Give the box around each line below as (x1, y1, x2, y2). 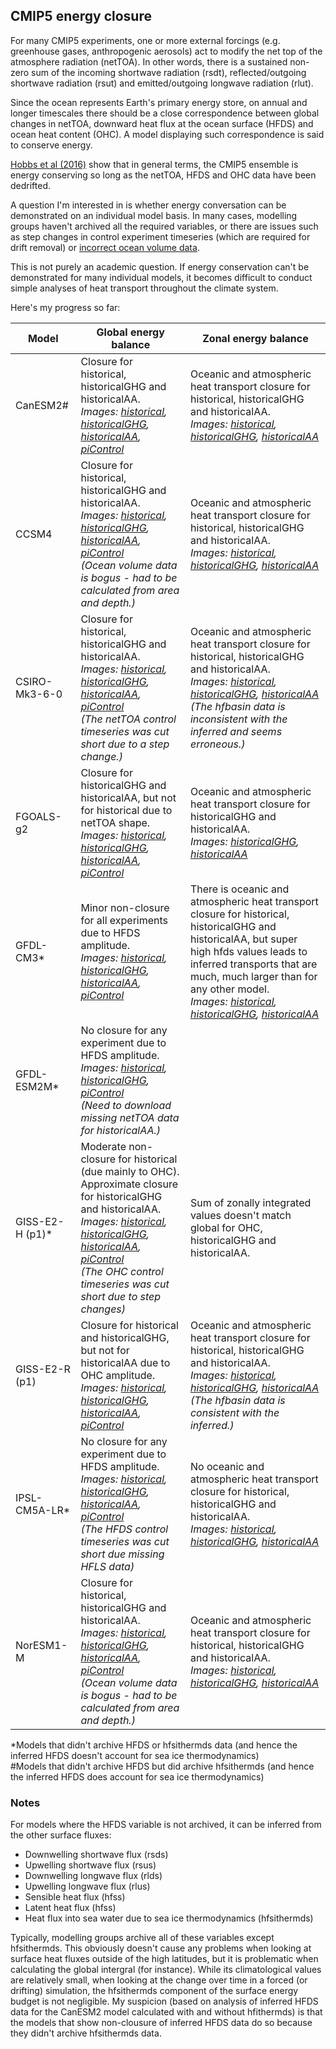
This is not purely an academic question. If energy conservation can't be (10, 260, 310, 273)
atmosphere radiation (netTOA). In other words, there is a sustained (10, 55, 288, 68)
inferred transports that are (189, 957, 318, 971)
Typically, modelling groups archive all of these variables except (10, 1932, 275, 1944)
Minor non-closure (80, 900, 170, 914)
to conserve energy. (10, 139, 93, 151)
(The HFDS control (80, 1522, 169, 1536)
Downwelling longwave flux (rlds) (24, 1870, 163, 1882)
